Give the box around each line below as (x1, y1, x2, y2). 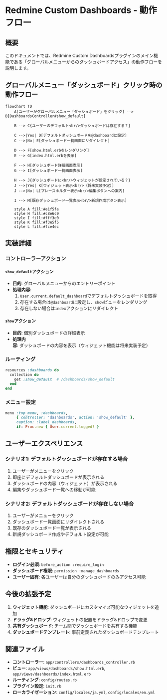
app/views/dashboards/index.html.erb (12, 672, 91, 677)
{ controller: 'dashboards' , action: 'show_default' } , (16, 415, 135, 420)
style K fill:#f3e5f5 (14, 220, 59, 225)
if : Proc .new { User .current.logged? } (16, 424, 99, 429)
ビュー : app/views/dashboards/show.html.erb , (12, 665, 106, 671)
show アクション (5, 318, 36, 324)
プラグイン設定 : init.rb (12, 683, 61, 689)
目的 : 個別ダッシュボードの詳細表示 (12, 330, 85, 336)
